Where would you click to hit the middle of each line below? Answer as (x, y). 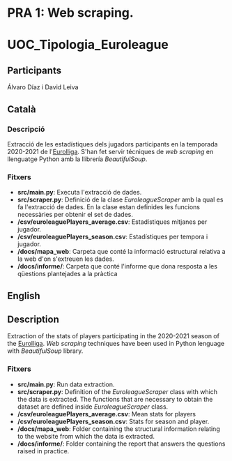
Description (33, 319)
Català (22, 109)
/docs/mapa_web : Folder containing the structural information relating (119, 429)
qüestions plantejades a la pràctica (67, 274)
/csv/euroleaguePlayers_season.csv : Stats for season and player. (113, 421)
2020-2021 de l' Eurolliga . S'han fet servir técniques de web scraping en (110, 151)
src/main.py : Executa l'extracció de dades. (79, 192)
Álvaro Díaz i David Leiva (43, 87)
